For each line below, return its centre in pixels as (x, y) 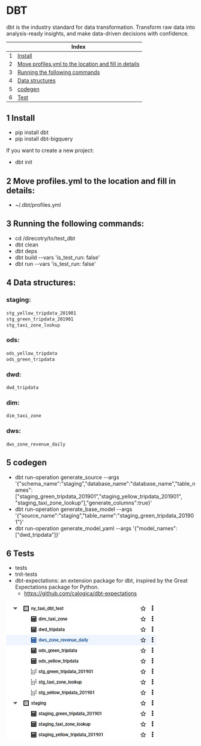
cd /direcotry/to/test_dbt (45, 238)
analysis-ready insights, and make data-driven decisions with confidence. (97, 33)
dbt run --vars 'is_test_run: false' (55, 264)
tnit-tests (26, 574)
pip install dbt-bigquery (44, 139)
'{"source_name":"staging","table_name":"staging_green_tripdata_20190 (104, 515)
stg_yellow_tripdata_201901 (41, 313)
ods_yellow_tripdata (32, 353)
